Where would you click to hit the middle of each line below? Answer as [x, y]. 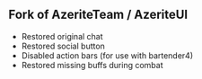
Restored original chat [62, 36]
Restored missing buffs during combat [92, 65]
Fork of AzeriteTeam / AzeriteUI [98, 15]
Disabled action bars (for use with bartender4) [107, 55]
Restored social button [63, 46]
